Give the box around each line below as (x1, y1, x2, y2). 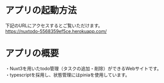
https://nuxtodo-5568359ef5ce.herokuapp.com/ (5, 28, 107, 34)
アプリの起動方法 (5, 5, 77, 16)
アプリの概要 (5, 48, 60, 59)
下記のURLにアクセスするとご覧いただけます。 (5, 22, 103, 29)
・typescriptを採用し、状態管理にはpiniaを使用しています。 (5, 72, 130, 78)
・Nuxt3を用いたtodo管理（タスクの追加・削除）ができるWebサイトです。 (5, 65, 161, 71)
